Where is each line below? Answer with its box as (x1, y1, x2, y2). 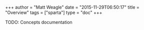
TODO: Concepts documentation (5, 19, 72, 25)
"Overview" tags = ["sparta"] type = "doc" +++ (5, 9, 102, 15)
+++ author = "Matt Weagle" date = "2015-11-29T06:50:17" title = (5, 4, 140, 10)
